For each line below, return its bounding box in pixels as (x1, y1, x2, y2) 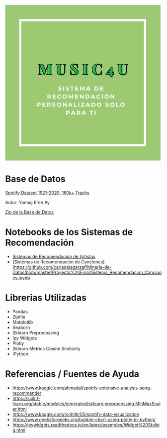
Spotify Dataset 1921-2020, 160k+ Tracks (5, 190, 89, 196)
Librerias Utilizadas (5, 292, 87, 304)
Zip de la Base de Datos (5, 209, 54, 215)
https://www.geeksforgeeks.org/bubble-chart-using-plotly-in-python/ (12, 416, 156, 423)
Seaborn (12, 324, 30, 330)
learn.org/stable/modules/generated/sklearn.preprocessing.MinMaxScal (12, 401, 161, 407)
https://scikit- (12, 395, 40, 401)
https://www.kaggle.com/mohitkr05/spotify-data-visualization (12, 411, 140, 417)
